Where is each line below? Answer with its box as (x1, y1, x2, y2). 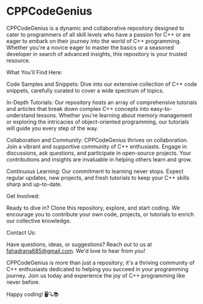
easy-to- (150, 105, 173, 112)
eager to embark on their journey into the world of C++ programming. (6, 37, 181, 44)
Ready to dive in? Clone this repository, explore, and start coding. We (6, 204, 180, 211)
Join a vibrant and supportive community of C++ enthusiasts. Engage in (6, 143, 187, 150)
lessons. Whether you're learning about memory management (36, 111, 193, 119)
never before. (6, 278, 41, 286)
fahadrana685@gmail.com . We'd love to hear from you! (6, 247, 146, 254)
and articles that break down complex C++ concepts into (6, 105, 149, 112)
